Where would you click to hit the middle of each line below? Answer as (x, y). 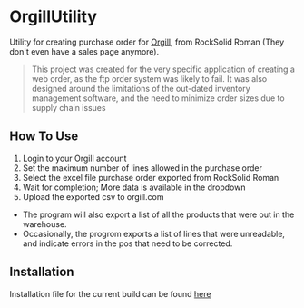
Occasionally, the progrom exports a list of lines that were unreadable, (154, 233)
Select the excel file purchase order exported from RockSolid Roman (151, 177)
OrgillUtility (53, 17)
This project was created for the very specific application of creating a (163, 69)
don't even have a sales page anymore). (84, 51)
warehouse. (44, 224)
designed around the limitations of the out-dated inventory (141, 88)
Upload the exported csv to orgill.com (93, 196)
